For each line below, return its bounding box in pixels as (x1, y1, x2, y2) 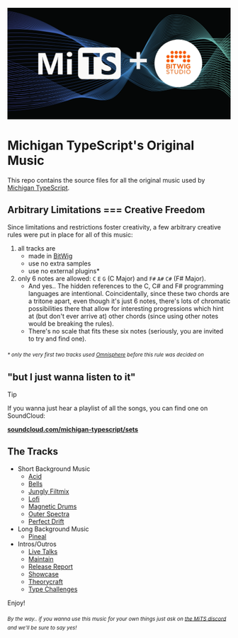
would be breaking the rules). (28, 319, 115, 328)
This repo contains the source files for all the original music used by (7, 176, 205, 184)
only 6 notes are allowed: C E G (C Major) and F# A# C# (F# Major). (17, 274, 207, 283)
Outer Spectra (28, 509, 69, 518)
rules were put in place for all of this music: (7, 230, 133, 239)
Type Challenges (28, 585, 78, 593)
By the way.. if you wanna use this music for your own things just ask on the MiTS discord (7, 615, 227, 622)
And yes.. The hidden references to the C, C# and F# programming (28, 281, 225, 290)
